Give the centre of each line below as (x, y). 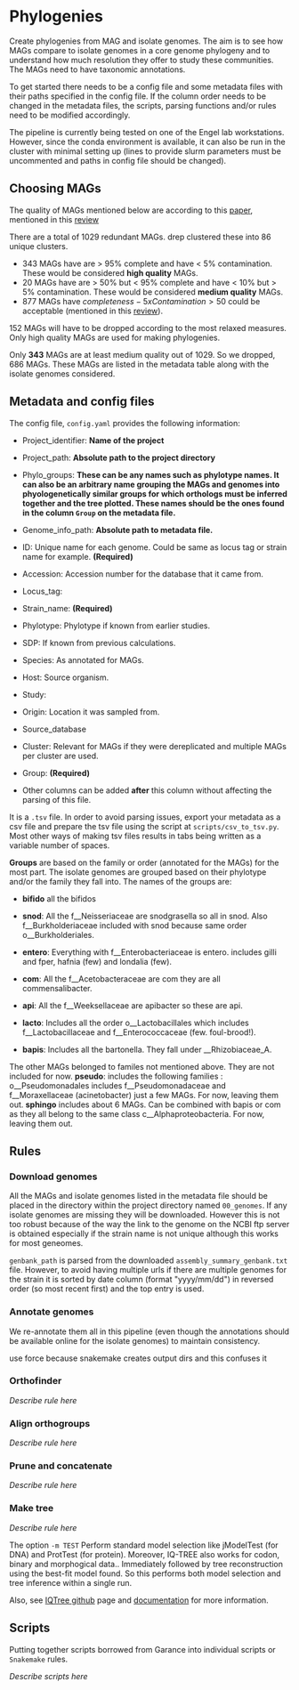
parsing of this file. (57, 799)
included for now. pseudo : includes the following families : (116, 1076)
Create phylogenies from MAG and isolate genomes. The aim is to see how (146, 41)
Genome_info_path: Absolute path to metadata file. (117, 530)
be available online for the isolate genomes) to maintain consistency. (135, 1340)
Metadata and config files (82, 402)
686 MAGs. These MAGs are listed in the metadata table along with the (139, 364)
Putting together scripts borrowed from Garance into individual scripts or (142, 1649)
